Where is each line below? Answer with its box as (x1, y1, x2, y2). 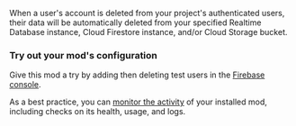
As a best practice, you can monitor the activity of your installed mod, (9, 96, 267, 107)
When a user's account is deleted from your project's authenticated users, (9, 8, 285, 18)
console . (9, 79, 42, 90)
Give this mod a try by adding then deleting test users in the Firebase (9, 69, 265, 80)
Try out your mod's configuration (9, 49, 157, 61)
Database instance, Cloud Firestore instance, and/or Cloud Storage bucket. (9, 27, 288, 37)
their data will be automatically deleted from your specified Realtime (9, 17, 262, 28)
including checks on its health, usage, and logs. (9, 106, 186, 117)
